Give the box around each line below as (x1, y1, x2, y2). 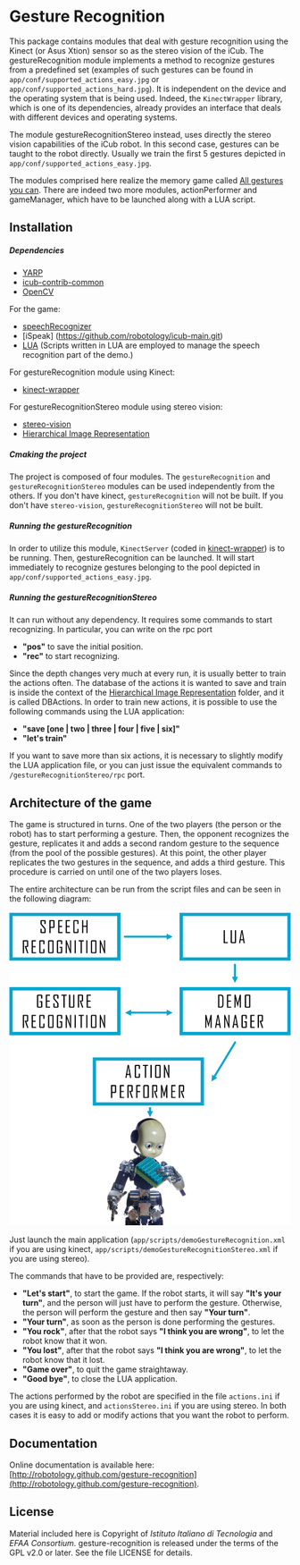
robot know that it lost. (21, 1355, 105, 1366)
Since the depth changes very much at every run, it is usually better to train (9, 668, 287, 679)
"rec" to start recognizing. (21, 651, 121, 662)
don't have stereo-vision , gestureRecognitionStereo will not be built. (9, 500, 263, 511)
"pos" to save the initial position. (21, 641, 144, 652)
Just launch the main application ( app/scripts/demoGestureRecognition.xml (9, 1234, 286, 1245)
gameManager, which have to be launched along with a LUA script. (9, 194, 256, 205)
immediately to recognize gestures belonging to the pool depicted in (9, 562, 261, 573)
